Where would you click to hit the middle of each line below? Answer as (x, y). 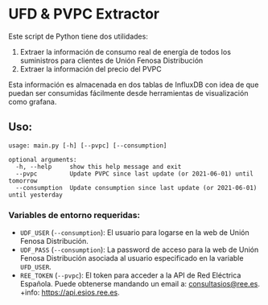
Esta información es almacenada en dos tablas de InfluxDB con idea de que (134, 84)
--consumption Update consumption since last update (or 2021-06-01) (136, 188)
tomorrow (23, 181)
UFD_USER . (36, 267)
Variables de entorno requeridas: (74, 215)
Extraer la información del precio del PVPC (91, 68)
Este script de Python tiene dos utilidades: (78, 36)
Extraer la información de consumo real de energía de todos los (126, 52)
